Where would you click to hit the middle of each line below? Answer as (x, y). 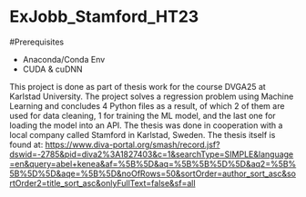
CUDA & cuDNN (53, 69)
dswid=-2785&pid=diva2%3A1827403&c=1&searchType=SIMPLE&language (152, 154)
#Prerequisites (37, 42)
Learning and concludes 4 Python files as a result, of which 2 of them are (147, 105)
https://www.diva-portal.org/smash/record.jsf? (133, 144)
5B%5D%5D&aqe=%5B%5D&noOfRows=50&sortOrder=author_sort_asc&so (153, 173)
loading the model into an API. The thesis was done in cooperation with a (146, 125)
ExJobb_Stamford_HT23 (104, 17)
